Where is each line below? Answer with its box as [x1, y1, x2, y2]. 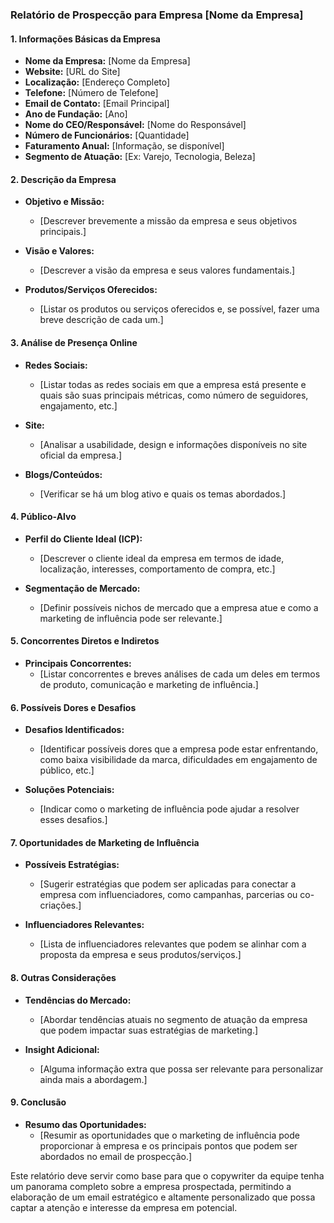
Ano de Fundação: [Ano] [24, 108, 128, 120]
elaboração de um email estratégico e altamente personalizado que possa [10, 1191, 316, 1203]
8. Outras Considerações [10, 971, 117, 983]
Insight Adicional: [24, 1043, 100, 1055]
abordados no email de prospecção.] [39, 1150, 193, 1162]
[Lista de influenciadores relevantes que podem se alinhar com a [39, 938, 307, 950]
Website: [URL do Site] [24, 66, 121, 78]
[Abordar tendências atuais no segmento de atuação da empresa [39, 1013, 308, 1025]
